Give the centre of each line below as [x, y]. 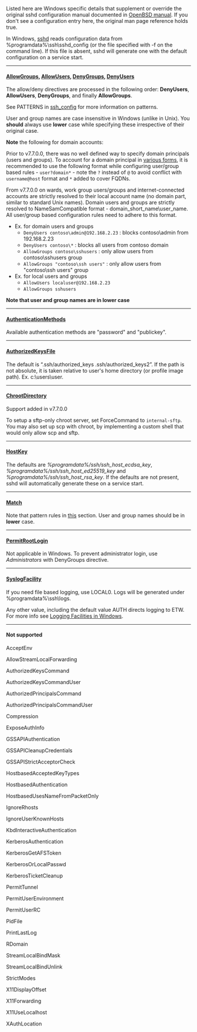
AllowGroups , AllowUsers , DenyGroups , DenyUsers [70, 76]
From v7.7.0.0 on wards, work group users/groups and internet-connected [95, 190]
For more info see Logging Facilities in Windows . [65, 616]
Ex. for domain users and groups [54, 226]
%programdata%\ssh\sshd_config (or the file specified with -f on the [89, 45]
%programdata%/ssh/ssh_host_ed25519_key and [66, 471]
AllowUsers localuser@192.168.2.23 [67, 283]
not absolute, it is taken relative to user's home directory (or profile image [95, 370]
